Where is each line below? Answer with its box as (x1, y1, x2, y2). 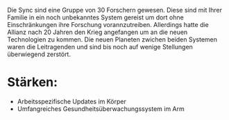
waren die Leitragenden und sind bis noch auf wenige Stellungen (7, 43, 193, 51)
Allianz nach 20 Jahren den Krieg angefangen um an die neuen (7, 28, 188, 36)
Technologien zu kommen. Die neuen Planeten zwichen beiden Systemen (7, 35, 217, 44)
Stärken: (7, 74, 58, 90)
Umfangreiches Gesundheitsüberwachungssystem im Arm (17, 104, 185, 113)
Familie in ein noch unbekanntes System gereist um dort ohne (7, 13, 184, 22)
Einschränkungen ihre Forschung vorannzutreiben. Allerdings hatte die (7, 21, 210, 28)
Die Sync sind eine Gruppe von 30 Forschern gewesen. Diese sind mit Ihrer (7, 6, 222, 14)
